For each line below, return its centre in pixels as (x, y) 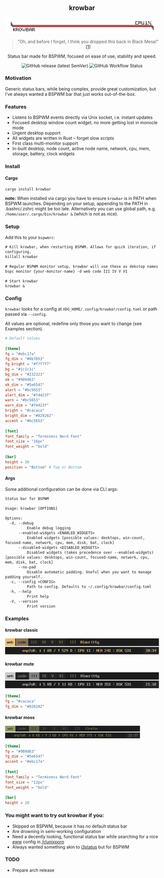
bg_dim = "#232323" (25, 374)
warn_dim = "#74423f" (27, 405)
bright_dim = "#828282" (29, 416)
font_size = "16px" (25, 441)
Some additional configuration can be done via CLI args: (61, 489)
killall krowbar (21, 257)
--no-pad (27, 567)
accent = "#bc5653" (25, 421)
